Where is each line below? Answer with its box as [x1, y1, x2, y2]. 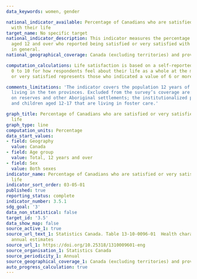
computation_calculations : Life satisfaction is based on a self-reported [6, 62, 193, 68]
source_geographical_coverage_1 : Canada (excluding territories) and [6, 258, 180, 264]
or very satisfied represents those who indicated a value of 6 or [11, 73, 180, 79]
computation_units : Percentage [6, 127, 83, 133]
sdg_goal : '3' [6, 204, 41, 210]
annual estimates [11, 237, 54, 243]
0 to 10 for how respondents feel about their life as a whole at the [11, 68, 188, 74]
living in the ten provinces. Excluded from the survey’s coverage [11, 89, 180, 96]
